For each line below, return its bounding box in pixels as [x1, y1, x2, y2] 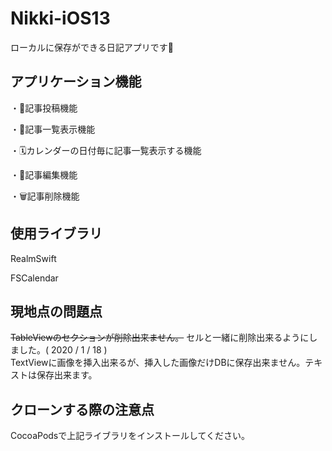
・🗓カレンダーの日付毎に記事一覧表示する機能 [10, 144, 202, 156]
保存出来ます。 [36, 369, 98, 381]
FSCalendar [10, 272, 59, 284]
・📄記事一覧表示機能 [10, 123, 96, 135]
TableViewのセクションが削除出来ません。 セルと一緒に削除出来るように [10, 332, 310, 344]
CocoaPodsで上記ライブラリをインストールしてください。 [10, 430, 251, 442]
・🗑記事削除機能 [10, 190, 80, 202]
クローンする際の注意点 [10, 401, 155, 418]
